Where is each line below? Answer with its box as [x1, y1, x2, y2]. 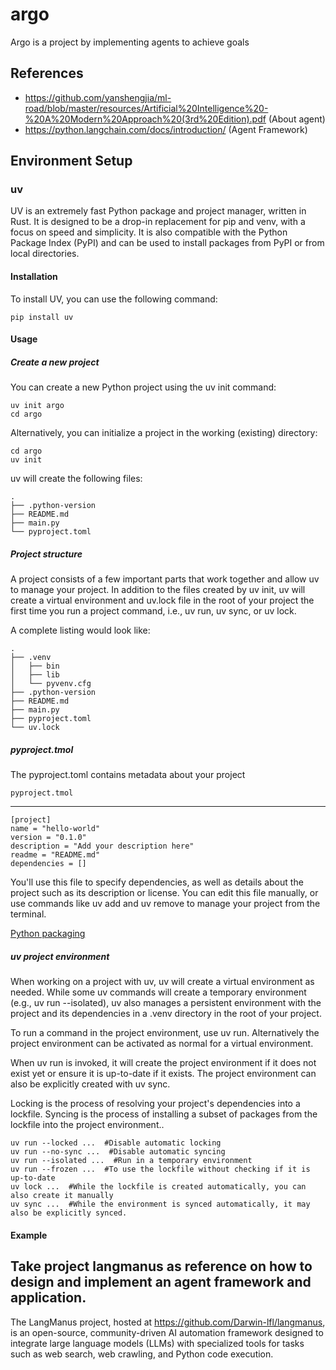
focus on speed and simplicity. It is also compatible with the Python [10, 226, 288, 238]
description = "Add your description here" [10, 841, 195, 852]
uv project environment [10, 950, 110, 962]
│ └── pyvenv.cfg [10, 679, 92, 689]
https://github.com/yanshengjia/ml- [24, 91, 172, 103]
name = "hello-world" [10, 824, 101, 834]
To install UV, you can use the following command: [10, 293, 218, 305]
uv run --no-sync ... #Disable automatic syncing [10, 1147, 226, 1157]
